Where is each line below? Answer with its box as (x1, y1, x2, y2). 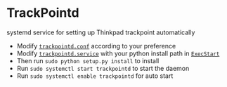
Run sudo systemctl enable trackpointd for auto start (16, 72, 174, 80)
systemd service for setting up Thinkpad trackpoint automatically (6, 28, 195, 36)
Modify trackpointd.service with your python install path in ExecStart (16, 49, 220, 58)
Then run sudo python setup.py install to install (16, 56, 160, 65)
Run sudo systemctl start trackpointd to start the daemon (16, 64, 190, 72)
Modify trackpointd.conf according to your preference (16, 41, 176, 50)
